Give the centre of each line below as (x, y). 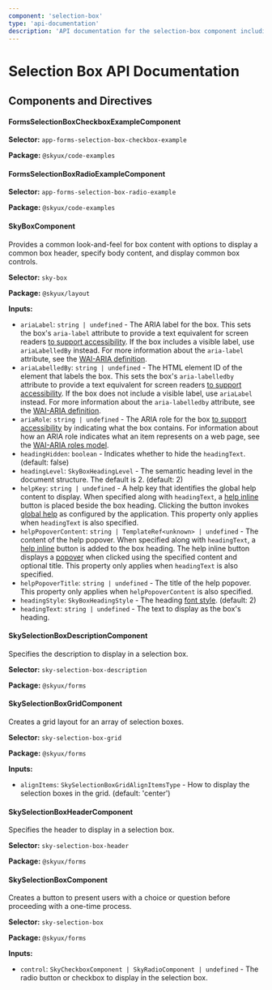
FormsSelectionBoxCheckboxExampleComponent (95, 122)
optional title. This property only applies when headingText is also (129, 565)
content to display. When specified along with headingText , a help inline (139, 496)
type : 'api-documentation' (54, 24)
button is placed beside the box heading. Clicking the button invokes (134, 505)
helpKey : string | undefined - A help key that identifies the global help (138, 488)
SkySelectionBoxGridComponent (66, 704)
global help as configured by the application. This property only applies (139, 514)
